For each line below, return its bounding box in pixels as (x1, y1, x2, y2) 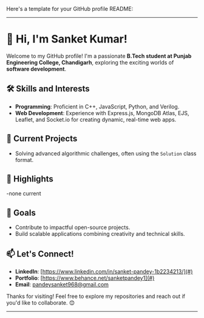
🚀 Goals (6, 207, 36, 218)
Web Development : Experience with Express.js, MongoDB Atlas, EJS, (15, 109, 189, 116)
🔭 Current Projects (6, 133, 78, 144)
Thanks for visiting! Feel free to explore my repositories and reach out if (6, 292, 186, 300)
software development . (6, 65, 67, 72)
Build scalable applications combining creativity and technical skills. (15, 230, 185, 238)
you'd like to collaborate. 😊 (6, 299, 75, 306)
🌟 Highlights (6, 174, 53, 184)
